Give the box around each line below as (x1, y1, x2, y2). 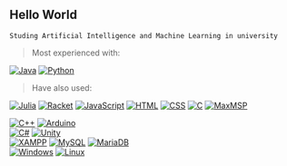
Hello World (9, 7, 77, 23)
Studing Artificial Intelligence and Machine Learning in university (9, 31, 279, 40)
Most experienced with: (31, 47, 121, 58)
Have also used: (31, 82, 93, 93)
